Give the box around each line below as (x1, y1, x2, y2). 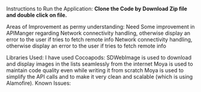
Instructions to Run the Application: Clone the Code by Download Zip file (6, 5, 188, 12)
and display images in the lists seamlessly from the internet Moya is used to (6, 60, 193, 67)
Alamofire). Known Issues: (6, 79, 71, 87)
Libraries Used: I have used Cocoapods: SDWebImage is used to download (6, 54, 192, 61)
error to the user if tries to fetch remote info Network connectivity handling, (6, 36, 193, 43)
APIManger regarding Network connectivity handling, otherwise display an (6, 29, 191, 37)
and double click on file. (6, 11, 67, 19)
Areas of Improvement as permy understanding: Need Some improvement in (6, 23, 195, 30)
